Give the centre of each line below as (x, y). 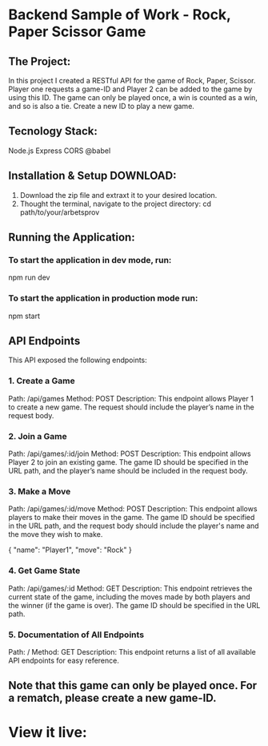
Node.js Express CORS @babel (60, 151)
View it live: (48, 733)
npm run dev (29, 277)
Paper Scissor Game (77, 32)
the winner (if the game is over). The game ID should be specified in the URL (134, 605)
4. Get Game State (44, 571)
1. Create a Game (42, 381)
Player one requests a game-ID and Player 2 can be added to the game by (130, 89)
